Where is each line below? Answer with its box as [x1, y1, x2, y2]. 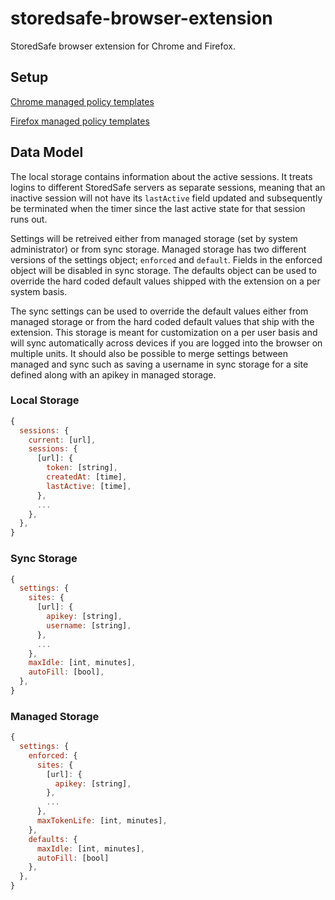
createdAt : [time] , [46, 472, 128, 482]
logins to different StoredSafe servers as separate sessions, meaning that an [10, 181, 326, 193]
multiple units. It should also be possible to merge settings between [10, 347, 289, 359]
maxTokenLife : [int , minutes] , [36, 816, 168, 826]
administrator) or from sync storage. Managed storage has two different [10, 243, 307, 255]
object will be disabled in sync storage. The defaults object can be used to [10, 264, 317, 276]
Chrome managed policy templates [10, 95, 155, 107]
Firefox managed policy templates [10, 115, 150, 127]
